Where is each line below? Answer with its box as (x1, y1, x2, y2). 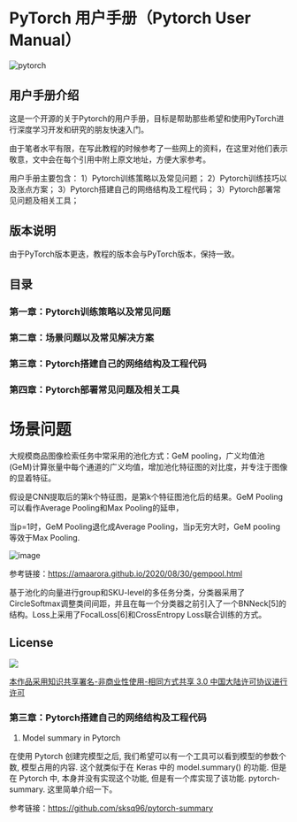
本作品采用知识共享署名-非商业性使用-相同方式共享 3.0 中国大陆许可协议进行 (9, 676, 288, 687)
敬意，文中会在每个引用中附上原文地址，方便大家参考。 (9, 154, 210, 165)
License (9, 634, 54, 650)
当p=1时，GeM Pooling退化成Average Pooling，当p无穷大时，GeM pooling (9, 521, 281, 532)
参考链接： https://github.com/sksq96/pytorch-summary (9, 803, 214, 813)
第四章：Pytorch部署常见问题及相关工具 (9, 383, 180, 396)
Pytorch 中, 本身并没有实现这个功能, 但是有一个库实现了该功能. (19, 772, 247, 783)
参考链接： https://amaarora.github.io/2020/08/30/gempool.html (9, 568, 243, 579)
